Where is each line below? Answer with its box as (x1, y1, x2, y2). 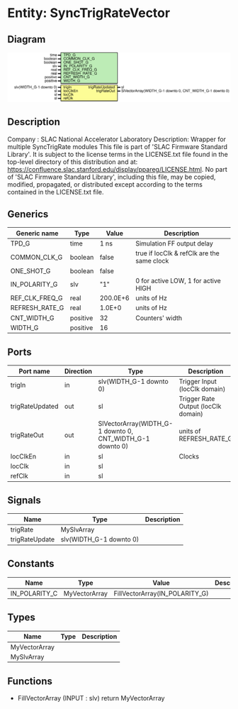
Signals (7, 495, 41, 507)
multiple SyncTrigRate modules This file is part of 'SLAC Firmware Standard (7, 142, 228, 150)
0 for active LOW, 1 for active (135, 276, 221, 285)
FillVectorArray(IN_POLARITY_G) (113, 589, 209, 598)
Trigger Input (178, 377, 217, 385)
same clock (135, 257, 169, 265)
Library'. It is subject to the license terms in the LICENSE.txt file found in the (7, 150, 228, 158)
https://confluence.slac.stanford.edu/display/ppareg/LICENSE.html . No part (7, 165, 228, 173)
